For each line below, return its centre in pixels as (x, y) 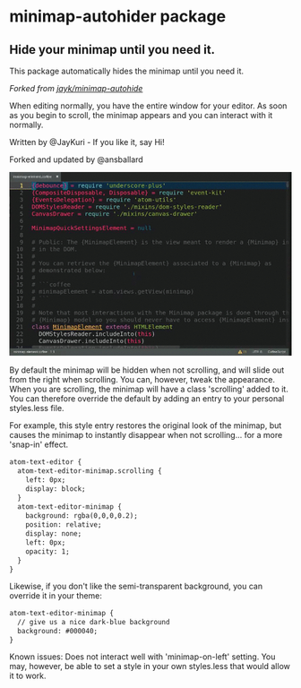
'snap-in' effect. (39, 444)
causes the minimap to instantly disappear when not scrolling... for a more (146, 434)
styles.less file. (37, 408)
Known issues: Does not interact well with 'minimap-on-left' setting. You (142, 657)
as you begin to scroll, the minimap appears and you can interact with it (141, 115)
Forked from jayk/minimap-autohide (76, 88)
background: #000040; (58, 631)
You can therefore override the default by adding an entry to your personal (147, 398)
